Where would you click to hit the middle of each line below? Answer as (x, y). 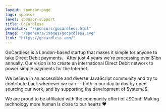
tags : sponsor (20, 15)
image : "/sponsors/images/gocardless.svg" (50, 33)
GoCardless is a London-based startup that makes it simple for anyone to (81, 52)
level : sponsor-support (30, 19)
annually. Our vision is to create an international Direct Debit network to (79, 63)
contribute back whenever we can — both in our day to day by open (76, 83)
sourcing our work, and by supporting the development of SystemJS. (77, 89)
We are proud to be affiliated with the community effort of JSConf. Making (82, 98)
